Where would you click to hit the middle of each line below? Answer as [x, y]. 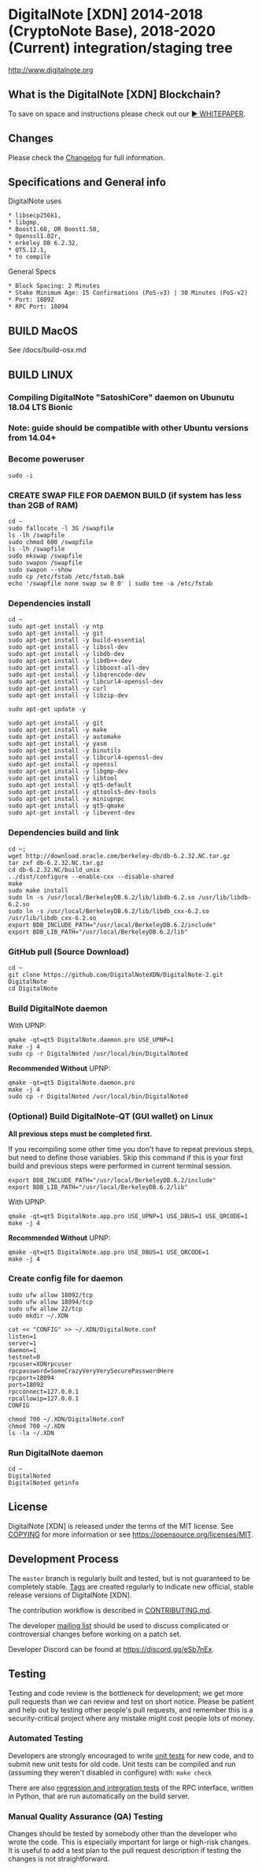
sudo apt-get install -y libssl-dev [68, 647]
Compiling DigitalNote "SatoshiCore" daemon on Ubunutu [121, 397]
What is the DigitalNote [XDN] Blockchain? [114, 95]
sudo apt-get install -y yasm [58, 744]
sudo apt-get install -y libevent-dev [72, 813]
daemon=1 [22, 1350]
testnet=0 [24, 1357]
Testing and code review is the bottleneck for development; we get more [126, 1693]
